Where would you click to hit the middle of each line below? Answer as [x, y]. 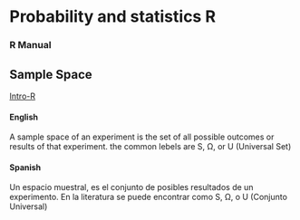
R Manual [30, 45]
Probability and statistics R [112, 17]
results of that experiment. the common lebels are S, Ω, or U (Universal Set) [150, 147]
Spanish [25, 167]
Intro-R [23, 96]
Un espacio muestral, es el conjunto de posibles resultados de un [131, 187]
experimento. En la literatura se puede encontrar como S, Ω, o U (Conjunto [149, 197]
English [24, 117]
